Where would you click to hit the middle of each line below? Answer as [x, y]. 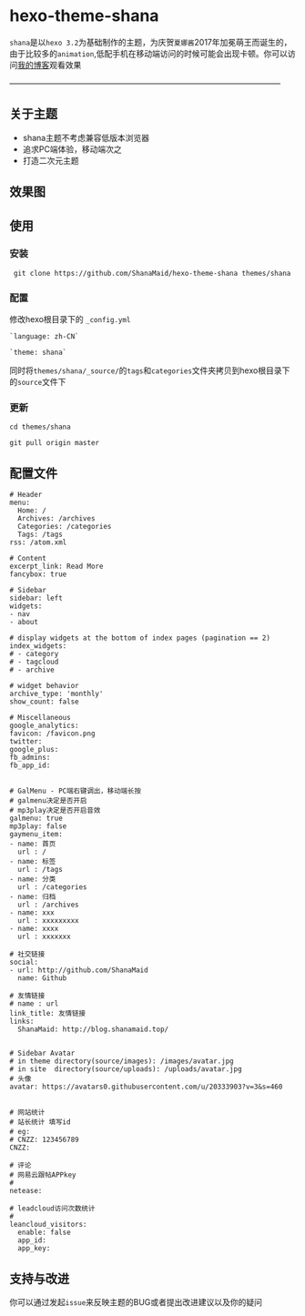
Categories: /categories [65, 527]
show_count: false [44, 702]
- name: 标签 [33, 862]
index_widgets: [38, 646]
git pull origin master [55, 443]
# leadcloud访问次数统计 [52, 1209]
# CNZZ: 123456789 [44, 1140]
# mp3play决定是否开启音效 [55, 811]
